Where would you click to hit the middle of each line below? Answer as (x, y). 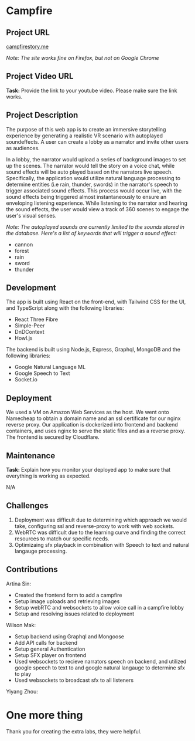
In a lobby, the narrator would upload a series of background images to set (96, 159)
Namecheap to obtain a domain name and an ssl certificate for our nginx (93, 418)
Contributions (32, 569)
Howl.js (24, 338)
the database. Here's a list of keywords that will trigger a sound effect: (91, 233)
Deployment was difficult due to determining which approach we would (101, 520)
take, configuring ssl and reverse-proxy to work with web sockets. (94, 526)
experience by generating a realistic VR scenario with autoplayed (84, 136)
